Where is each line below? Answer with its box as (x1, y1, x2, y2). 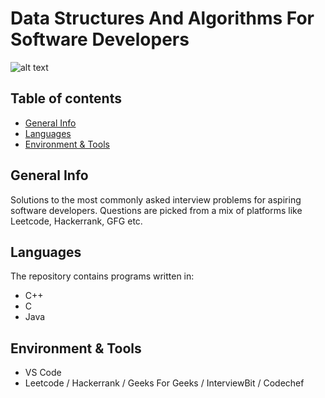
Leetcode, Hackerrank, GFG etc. (10, 215, 143, 227)
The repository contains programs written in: (10, 270, 195, 282)
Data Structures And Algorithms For (10, 7, 315, 30)
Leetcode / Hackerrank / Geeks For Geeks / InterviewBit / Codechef (24, 377, 305, 389)
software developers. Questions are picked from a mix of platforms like (10, 204, 303, 216)
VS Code (24, 367, 62, 379)
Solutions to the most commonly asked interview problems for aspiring (10, 193, 302, 206)
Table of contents (10, 90, 122, 107)
